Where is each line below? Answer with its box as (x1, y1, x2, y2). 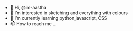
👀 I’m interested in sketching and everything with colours (10, 10, 128, 16)
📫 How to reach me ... (10, 21, 57, 27)
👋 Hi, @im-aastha (10, 5, 47, 10)
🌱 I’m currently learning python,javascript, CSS (10, 15, 107, 21)
